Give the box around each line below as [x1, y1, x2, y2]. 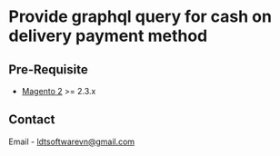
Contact [8, 112, 55, 128]
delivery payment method [8, 25, 208, 46]
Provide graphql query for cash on [8, 6, 272, 27]
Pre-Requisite [8, 62, 88, 77]
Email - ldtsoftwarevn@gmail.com [8, 136, 135, 147]
